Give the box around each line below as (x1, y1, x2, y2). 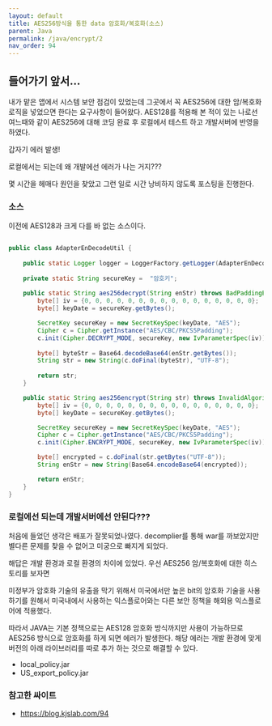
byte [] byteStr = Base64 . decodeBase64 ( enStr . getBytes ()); (37, 349, 237, 357)
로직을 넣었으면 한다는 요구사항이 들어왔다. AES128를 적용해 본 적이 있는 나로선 (8, 107, 258, 117)
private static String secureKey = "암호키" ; (23, 274, 178, 282)
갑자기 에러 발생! (8, 144, 61, 154)
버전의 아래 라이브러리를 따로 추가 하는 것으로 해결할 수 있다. (8, 643, 198, 652)
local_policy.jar (19, 659, 70, 669)
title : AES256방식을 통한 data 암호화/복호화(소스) (8, 19, 164, 28)
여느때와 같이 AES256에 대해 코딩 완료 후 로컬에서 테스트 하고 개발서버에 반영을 (8, 117, 260, 126)
